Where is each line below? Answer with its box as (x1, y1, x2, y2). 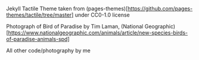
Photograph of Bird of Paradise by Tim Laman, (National (6, 23, 144, 30)
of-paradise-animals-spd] (6, 36, 70, 42)
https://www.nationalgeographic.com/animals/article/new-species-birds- (8, 29, 188, 36)
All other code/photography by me (6, 47, 91, 54)
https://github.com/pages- (128, 5, 193, 12)
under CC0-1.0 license (74, 11, 130, 18)
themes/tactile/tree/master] (6, 11, 74, 18)
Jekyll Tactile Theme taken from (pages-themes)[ (6, 5, 128, 12)
